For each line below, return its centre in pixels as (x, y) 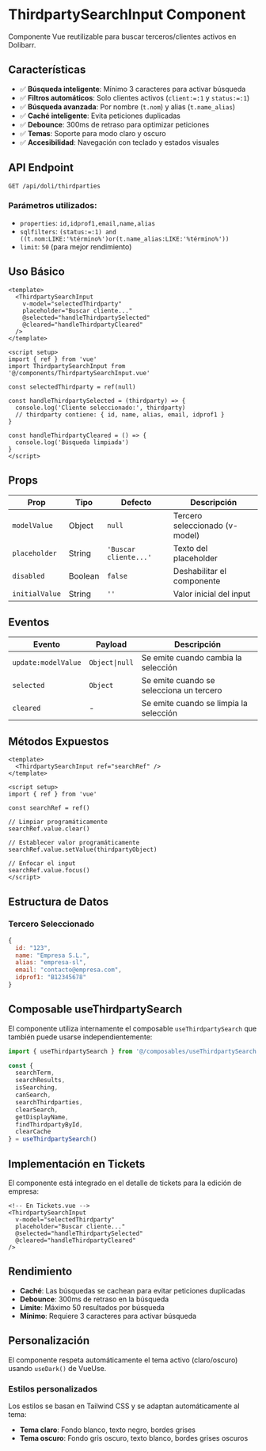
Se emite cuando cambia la (192, 658)
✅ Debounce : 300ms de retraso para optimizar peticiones (114, 124)
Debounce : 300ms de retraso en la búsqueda (94, 1299)
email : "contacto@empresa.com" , (69, 970)
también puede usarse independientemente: (80, 1037)
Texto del (190, 549)
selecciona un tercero (182, 690)
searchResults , (40, 1081)
